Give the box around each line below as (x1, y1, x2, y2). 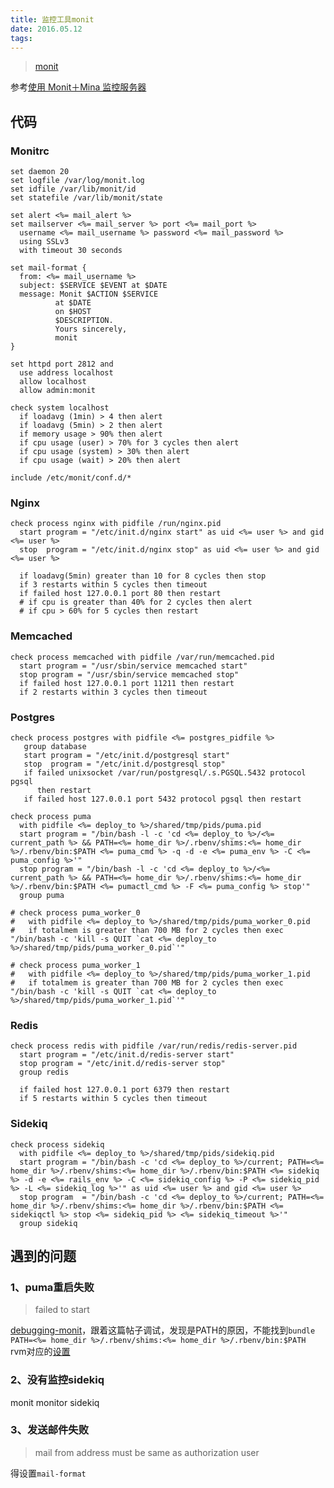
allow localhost (19, 377, 87, 387)
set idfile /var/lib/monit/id (10, 184, 137, 195)
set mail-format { (10, 263, 87, 273)
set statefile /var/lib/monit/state (10, 193, 163, 203)
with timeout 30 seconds (19, 246, 123, 256)
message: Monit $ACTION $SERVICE (19, 289, 159, 300)
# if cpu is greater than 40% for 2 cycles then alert (19, 597, 253, 608)
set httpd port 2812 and (10, 359, 114, 370)
